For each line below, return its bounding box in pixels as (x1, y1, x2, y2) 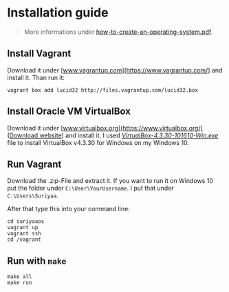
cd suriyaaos (7, 218, 45, 225)
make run (7, 280, 32, 286)
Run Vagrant (7, 158, 62, 170)
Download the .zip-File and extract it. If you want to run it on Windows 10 (7, 177, 213, 185)
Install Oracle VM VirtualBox (7, 106, 131, 117)
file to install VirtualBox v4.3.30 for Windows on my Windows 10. (7, 138, 190, 146)
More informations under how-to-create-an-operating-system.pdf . (23, 28, 213, 36)
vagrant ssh (7, 230, 41, 237)
